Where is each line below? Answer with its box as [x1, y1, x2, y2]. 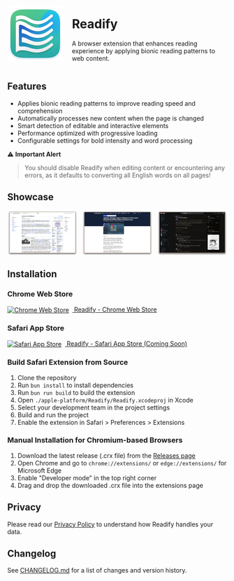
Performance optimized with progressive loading [17, 129, 159, 137]
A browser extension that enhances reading [72, 39, 198, 48]
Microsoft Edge [17, 466, 62, 475]
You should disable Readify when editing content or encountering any [24, 163, 226, 171]
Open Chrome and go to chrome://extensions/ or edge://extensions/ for [17, 458, 227, 467]
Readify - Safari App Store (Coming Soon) [66, 339, 187, 348]
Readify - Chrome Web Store [74, 305, 157, 314]
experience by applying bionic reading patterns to [72, 46, 215, 55]
